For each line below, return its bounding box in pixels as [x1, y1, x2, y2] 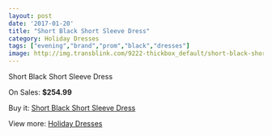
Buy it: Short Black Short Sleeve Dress [8, 103, 136, 113]
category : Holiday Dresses [8, 34, 100, 43]
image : [8, 49, 31, 57]
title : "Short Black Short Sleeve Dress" [8, 27, 151, 35]
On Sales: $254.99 [8, 87, 73, 97]
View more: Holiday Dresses [8, 119, 103, 128]
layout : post [8, 11, 53, 20]
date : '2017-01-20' [8, 19, 74, 28]
